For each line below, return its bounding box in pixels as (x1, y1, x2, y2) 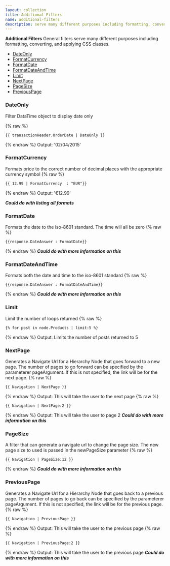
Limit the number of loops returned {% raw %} (5, 315, 102, 321)
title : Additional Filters (5, 12, 62, 17)
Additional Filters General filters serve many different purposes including (5, 36, 158, 42)
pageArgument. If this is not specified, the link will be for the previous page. (5, 501, 163, 507)
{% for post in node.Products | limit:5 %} (5, 325, 99, 331)
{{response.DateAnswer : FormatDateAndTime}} (5, 282, 103, 287)
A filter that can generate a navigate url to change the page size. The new (5, 442, 159, 448)
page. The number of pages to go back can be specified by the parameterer (5, 495, 164, 501)
